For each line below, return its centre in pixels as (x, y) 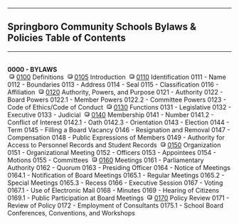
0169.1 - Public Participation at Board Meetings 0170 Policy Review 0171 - (118, 198)
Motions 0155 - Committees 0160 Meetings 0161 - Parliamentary (106, 160)
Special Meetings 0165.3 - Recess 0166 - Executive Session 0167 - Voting (115, 183)
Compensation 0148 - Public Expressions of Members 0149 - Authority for (116, 137)
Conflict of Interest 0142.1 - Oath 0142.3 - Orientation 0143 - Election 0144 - (118, 122)
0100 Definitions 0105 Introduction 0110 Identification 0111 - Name (121, 77)
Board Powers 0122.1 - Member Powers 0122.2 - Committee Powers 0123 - (117, 100)
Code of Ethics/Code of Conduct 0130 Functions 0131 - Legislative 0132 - (119, 107)
